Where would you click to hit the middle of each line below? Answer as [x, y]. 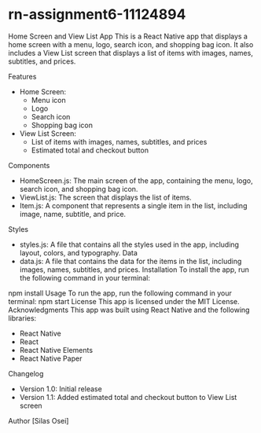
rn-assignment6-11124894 [97, 15]
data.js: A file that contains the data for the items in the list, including [130, 261]
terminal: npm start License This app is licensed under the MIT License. [124, 301]
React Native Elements [56, 350]
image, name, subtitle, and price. [73, 214]
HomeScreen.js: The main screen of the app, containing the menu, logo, [136, 180]
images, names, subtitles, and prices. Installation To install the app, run [134, 270]
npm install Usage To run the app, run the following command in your [120, 293]
